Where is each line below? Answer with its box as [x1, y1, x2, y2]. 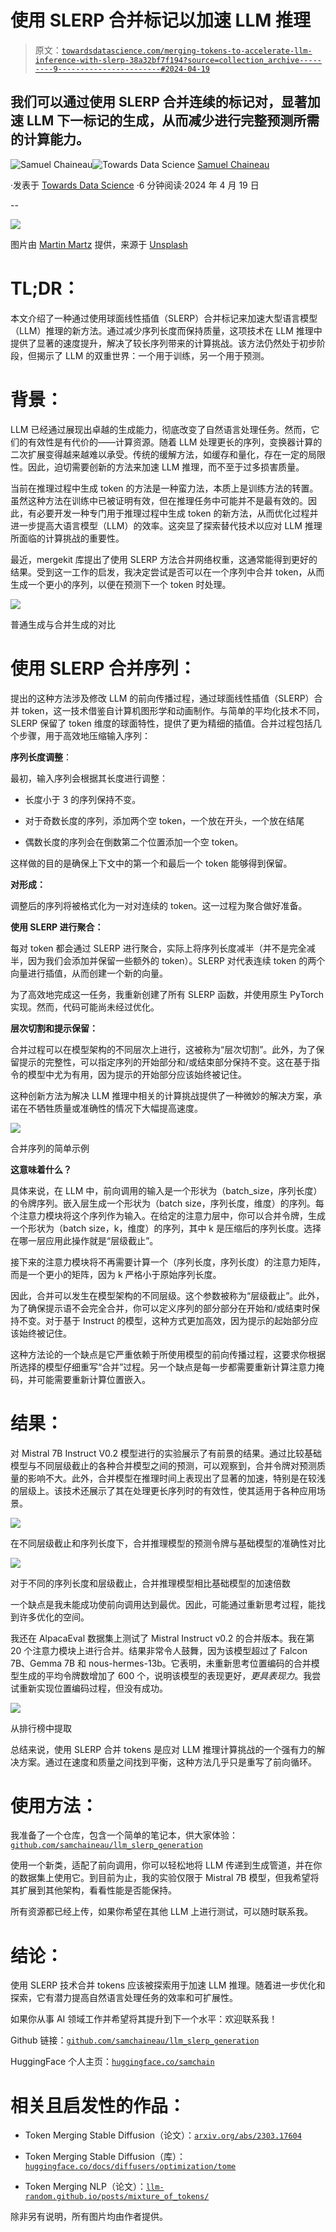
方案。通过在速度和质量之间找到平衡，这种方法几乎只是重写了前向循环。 [18, 1756, 317, 1768]
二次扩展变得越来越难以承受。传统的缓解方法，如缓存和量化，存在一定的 [10, 448, 308, 460]
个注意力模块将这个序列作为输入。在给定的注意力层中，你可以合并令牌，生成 [10, 1209, 326, 1221]
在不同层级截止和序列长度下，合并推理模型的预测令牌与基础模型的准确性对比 [10, 1537, 326, 1549]
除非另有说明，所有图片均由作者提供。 [10, 2211, 168, 2223]
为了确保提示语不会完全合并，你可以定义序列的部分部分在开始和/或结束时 [10, 1302, 312, 1314]
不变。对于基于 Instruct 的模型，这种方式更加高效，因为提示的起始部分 [18, 1314, 310, 1326]
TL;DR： [10, 277, 80, 300]
